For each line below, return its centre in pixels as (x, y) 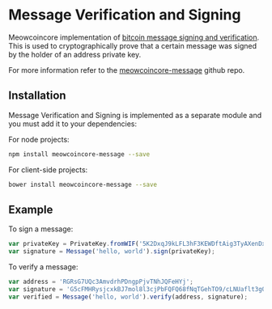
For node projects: (39, 139)
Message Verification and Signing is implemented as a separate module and (135, 115)
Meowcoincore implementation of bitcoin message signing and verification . (134, 37)
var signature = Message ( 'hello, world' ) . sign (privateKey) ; (112, 252)
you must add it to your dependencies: (73, 124)
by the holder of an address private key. (75, 54)
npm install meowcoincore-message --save (79, 154)
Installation (37, 96)
